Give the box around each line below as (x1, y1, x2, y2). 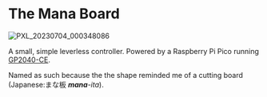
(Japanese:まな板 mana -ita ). (8, 80, 104, 89)
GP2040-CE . (8, 55, 50, 64)
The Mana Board (8, 5, 120, 23)
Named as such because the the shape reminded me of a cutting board (8, 70, 244, 80)
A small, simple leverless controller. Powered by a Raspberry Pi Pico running (8, 46, 260, 56)
